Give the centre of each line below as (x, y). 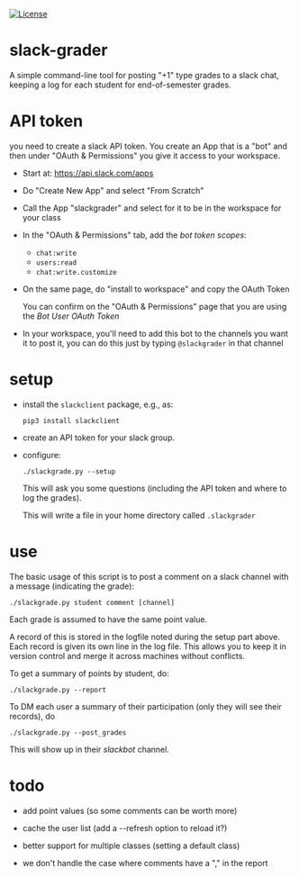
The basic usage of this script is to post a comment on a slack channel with (149, 576)
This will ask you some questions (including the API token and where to (154, 488)
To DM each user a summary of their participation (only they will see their (145, 706)
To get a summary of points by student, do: (89, 673)
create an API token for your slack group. (99, 438)
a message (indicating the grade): (72, 586)
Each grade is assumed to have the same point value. (109, 619)
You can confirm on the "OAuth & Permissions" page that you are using (154, 306)
